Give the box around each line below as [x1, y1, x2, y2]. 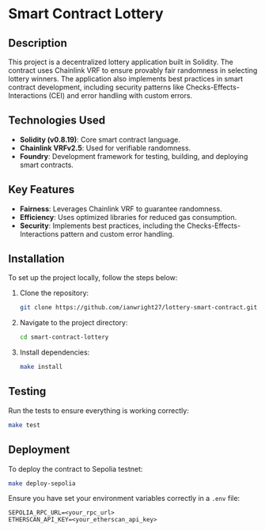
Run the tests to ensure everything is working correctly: [8, 405, 190, 415]
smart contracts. [19, 160, 74, 169]
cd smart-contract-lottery [19, 333, 109, 341]
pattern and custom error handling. [60, 229, 175, 238]
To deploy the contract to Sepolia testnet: [8, 464, 143, 473]
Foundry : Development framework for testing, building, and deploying [19, 151, 248, 161]
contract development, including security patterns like [8, 82, 184, 92]
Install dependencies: [19, 347, 90, 357]
